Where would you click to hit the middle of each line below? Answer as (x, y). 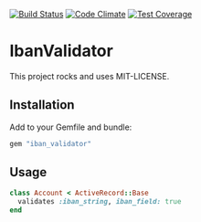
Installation (42, 105)
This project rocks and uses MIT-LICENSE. (90, 76)
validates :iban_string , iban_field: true (100, 202)
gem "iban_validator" (51, 143)
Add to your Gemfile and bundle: (71, 127)
